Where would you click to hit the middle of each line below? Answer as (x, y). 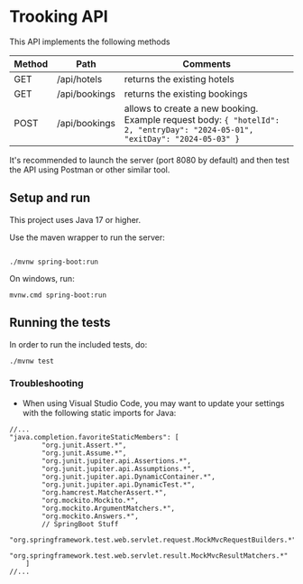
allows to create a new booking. (191, 108)
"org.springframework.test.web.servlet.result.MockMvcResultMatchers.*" (149, 556)
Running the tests (60, 323)
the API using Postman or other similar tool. (90, 170)
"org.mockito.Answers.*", (91, 516)
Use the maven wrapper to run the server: (87, 237)
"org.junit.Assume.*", (84, 453)
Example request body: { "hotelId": (202, 119)
